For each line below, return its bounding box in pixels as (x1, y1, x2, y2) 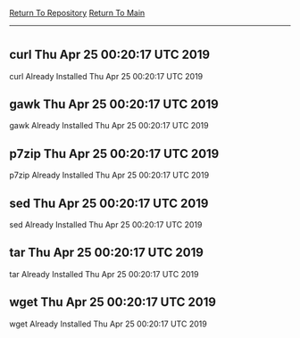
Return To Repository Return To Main (9, 8, 146, 18)
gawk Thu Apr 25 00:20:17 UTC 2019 (9, 97, 219, 111)
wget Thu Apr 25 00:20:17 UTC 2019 (9, 294, 217, 310)
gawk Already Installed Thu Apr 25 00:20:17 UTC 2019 (9, 120, 209, 131)
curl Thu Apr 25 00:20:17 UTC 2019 (9, 47, 211, 62)
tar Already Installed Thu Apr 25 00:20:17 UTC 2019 (9, 268, 199, 279)
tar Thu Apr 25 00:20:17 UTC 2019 (9, 245, 204, 260)
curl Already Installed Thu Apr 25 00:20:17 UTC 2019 (9, 70, 204, 81)
